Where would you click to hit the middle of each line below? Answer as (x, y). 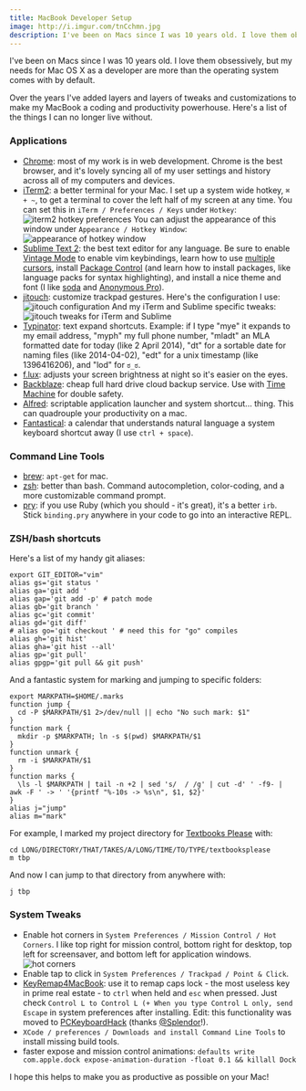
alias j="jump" (38, 809)
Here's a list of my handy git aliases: (77, 559)
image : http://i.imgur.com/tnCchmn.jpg (85, 26)
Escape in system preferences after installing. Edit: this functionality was (157, 1012)
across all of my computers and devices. (99, 180)
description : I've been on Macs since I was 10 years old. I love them (148, 35)
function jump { (40, 705)
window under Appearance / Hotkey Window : (105, 228)
